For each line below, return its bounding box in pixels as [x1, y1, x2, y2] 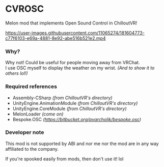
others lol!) [5, 70, 28, 76]
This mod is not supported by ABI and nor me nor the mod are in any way [5, 141, 159, 147]
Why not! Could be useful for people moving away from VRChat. [5, 60, 140, 66]
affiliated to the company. [5, 146, 59, 152]
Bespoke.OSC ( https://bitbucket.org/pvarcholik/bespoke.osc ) [12, 116, 142, 122]
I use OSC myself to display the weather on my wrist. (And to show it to [5, 65, 155, 71]
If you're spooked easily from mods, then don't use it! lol [5, 156, 124, 162]
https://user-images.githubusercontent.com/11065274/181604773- [5, 30, 145, 36]
